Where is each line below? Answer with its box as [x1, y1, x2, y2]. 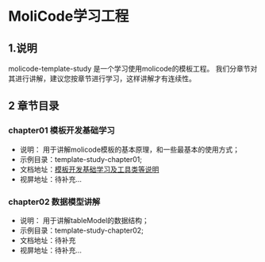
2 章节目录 [8, 99, 60, 113]
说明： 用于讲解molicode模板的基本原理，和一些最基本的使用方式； [19, 144, 240, 154]
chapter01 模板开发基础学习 [8, 125, 115, 136]
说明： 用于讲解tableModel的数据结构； [19, 215, 149, 225]
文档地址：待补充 [19, 235, 76, 245]
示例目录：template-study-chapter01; [19, 154, 143, 164]
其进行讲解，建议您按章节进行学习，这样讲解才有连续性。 [8, 74, 196, 83]
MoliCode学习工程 [8, 7, 129, 25]
